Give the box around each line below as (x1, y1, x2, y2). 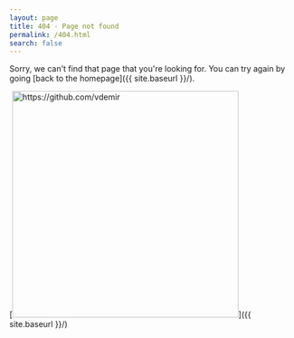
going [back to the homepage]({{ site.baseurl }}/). (9, 73, 195, 84)
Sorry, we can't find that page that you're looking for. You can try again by (9, 63, 286, 74)
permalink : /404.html (9, 30, 91, 39)
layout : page (9, 13, 59, 23)
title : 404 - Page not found (9, 22, 119, 31)
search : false (9, 38, 63, 48)
